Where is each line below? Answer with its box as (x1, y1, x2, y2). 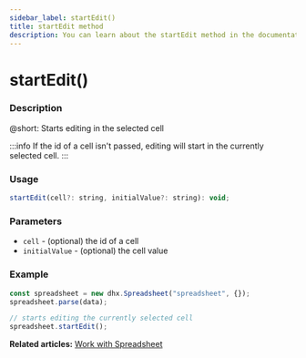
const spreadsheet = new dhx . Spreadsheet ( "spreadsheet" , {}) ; (9, 289, 250, 298)
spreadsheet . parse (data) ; (9, 297, 107, 306)
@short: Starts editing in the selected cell (9, 122, 164, 133)
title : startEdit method (9, 22, 104, 31)
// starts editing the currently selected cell (9, 313, 194, 323)
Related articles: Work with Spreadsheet (9, 339, 163, 350)
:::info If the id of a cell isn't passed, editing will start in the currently (9, 140, 264, 151)
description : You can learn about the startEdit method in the (9, 30, 255, 39)
